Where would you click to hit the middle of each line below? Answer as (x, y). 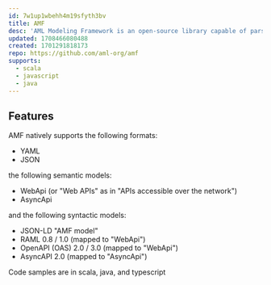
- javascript (38, 76)
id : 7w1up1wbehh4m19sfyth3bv (57, 16)
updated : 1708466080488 (48, 38)
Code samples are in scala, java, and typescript (87, 272)
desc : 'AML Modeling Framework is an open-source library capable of (128, 31)
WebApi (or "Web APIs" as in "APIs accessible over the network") (129, 191)
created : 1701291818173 (48, 46)
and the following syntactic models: (67, 216)
